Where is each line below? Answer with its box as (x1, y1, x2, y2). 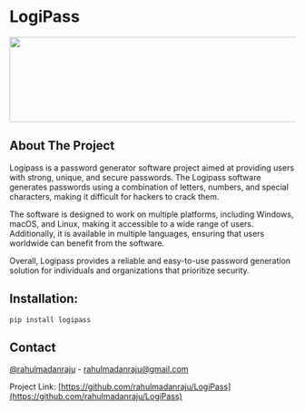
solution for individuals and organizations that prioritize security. (9, 265, 250, 276)
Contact (9, 339, 56, 355)
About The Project (9, 138, 115, 153)
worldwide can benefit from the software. (9, 238, 165, 249)
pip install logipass (9, 315, 92, 324)
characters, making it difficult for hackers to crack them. (9, 191, 220, 201)
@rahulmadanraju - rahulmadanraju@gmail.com (9, 364, 189, 375)
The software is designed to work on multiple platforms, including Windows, (9, 209, 294, 220)
